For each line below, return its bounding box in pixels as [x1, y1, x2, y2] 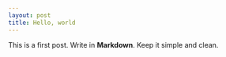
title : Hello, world [8, 19, 77, 27]
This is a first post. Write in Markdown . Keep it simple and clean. [8, 40, 219, 49]
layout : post [8, 11, 51, 20]
